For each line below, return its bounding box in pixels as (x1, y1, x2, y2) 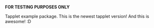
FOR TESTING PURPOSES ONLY (5, 4, 70, 10)
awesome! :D (5, 19, 31, 24)
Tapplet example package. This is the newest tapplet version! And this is (5, 14, 149, 19)
